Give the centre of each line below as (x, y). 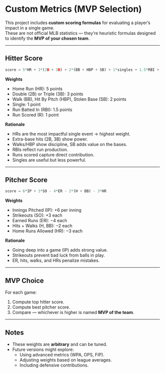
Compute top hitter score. (38, 302)
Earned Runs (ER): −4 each (40, 221)
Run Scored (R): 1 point (35, 115)
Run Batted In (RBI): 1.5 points (42, 110)
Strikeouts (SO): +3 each (37, 215)
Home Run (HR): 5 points (37, 88)
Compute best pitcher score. (41, 307)
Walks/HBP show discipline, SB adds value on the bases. (70, 144)
